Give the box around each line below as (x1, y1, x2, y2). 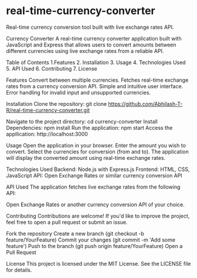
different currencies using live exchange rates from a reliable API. (6, 47, 164, 54)
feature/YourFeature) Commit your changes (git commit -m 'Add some (6, 236, 176, 243)
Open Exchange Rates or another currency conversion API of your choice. (6, 201, 185, 208)
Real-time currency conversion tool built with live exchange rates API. (6, 24, 174, 31)
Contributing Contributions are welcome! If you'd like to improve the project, (6, 212, 190, 219)
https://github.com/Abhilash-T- (108, 100, 183, 107)
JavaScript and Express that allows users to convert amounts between (6, 41, 176, 48)
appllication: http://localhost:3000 (6, 130, 88, 138)
